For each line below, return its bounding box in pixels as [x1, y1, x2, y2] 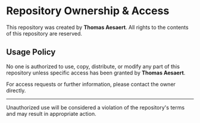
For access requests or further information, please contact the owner [6, 80, 176, 88]
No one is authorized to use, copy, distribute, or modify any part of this [6, 63, 180, 70]
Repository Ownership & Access [6, 4, 170, 18]
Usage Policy [6, 47, 56, 57]
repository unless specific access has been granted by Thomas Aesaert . [6, 69, 186, 76]
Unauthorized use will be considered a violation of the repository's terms [6, 103, 185, 111]
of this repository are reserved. [6, 30, 82, 37]
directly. [6, 87, 26, 94]
